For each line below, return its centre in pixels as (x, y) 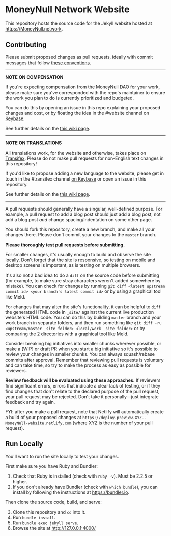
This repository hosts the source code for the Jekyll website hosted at (79, 23)
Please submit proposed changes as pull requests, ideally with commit (79, 57)
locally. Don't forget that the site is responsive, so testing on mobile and (80, 260)
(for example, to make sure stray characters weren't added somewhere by (83, 280)
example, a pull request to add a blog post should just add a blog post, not (83, 214)
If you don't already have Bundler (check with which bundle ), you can (85, 487)
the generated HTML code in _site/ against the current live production (80, 312)
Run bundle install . (34, 517)
